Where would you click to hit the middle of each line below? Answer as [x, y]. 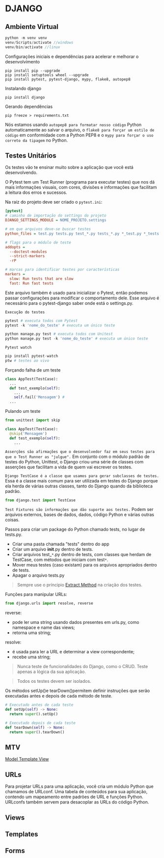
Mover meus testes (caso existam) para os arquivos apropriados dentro [84, 565]
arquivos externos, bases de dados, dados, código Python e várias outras [80, 515]
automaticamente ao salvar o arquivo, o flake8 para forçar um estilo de [80, 130]
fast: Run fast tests [32, 283]
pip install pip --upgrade [33, 71]
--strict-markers [27, 256]
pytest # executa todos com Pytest [41, 321]
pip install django [25, 97]
